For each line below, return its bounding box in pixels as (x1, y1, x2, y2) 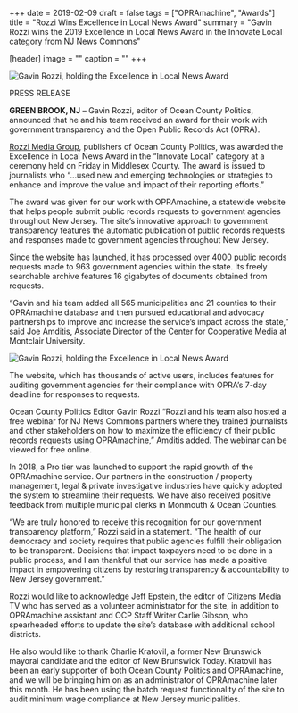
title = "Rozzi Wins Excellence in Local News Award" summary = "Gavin (9, 17, 272, 28)
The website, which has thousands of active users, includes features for (9, 370, 275, 380)
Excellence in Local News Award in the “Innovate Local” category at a (9, 151, 265, 162)
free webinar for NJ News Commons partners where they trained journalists (9, 416, 288, 427)
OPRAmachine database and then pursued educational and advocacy (9, 307, 265, 318)
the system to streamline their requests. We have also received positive (9, 490, 272, 501)
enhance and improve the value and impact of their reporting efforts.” (9, 179, 265, 190)
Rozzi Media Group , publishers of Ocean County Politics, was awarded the (9, 142, 284, 152)
